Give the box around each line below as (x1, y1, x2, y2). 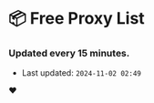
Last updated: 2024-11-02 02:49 (21, 67, 142, 78)
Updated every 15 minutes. (8, 47, 130, 60)
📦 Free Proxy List (8, 8, 145, 29)
